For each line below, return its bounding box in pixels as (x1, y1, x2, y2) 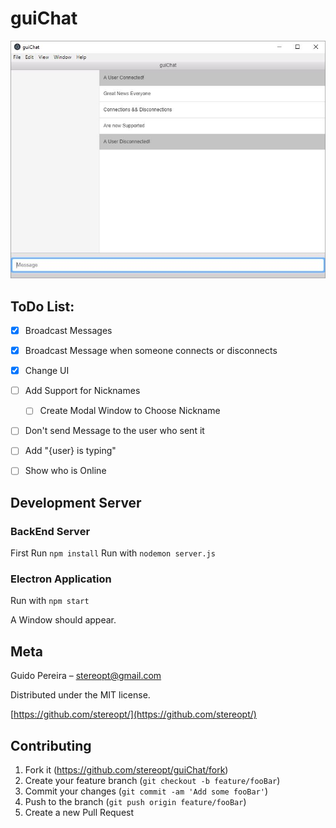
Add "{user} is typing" (24, 445, 117, 457)
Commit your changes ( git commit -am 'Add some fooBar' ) (24, 785, 269, 797)
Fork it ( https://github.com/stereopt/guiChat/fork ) (24, 764, 229, 776)
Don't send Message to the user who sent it (24, 425, 205, 437)
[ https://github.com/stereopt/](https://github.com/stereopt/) (10, 708, 257, 721)
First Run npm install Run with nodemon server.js (10, 547, 216, 559)
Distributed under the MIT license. (10, 689, 151, 701)
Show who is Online (24, 465, 107, 477)
